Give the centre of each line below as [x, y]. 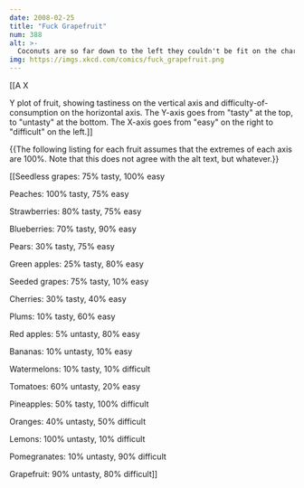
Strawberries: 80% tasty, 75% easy [76, 211]
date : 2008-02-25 [42, 18]
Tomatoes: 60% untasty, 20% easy [75, 386]
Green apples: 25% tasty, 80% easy [77, 264]
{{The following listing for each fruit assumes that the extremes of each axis [151, 149]
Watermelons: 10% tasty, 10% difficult [80, 369]
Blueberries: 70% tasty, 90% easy [73, 229]
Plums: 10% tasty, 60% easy [62, 316]
